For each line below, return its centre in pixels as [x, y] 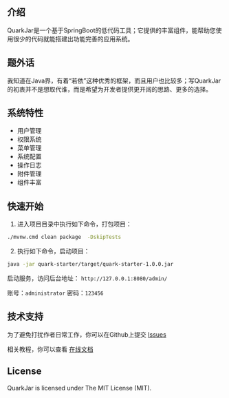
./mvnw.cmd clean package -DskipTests [64, 237]
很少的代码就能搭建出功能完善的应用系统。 [73, 39]
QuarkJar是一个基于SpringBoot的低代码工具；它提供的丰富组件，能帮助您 [111, 30]
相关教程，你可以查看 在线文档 [50, 349]
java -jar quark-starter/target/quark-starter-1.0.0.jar [90, 264]
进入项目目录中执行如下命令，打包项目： [74, 224]
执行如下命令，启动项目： [53, 251]
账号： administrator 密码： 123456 [55, 293]
